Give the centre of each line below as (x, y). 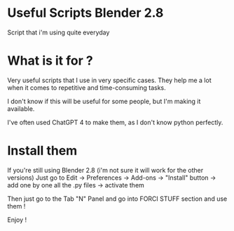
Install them (42, 151)
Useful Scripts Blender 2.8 (85, 13)
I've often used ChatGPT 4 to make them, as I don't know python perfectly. (115, 122)
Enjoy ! (17, 220)
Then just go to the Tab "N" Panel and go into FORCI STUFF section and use (117, 199)
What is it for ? (50, 61)
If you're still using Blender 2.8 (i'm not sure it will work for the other (105, 170)
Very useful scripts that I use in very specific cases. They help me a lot (109, 80)
